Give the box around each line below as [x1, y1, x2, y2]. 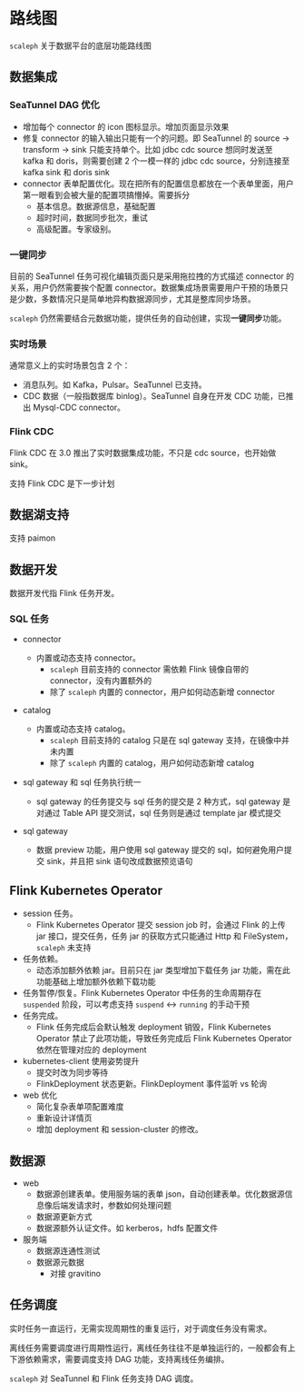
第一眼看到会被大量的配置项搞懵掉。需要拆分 [22, 189, 191, 200]
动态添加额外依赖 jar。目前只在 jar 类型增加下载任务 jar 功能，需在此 [35, 965, 290, 976]
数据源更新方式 [35, 1211, 93, 1222]
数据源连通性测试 [35, 1246, 101, 1257]
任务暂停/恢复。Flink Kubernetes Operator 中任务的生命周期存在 [22, 988, 262, 999]
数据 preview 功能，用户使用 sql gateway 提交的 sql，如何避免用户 [35, 844, 284, 855]
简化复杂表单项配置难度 [35, 1101, 124, 1112]
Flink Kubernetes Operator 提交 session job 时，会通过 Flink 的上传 [35, 920, 286, 930]
